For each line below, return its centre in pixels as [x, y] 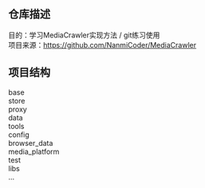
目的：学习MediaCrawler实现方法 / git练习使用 [84, 35]
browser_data [31, 143]
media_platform [34, 151]
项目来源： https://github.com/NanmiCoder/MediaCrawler [102, 45]
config [19, 135]
